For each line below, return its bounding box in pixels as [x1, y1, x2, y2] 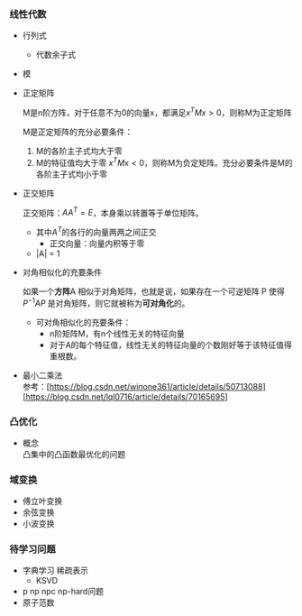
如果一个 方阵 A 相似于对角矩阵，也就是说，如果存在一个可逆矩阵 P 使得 [22, 286, 286, 297]
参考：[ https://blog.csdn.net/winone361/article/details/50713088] [22, 381, 266, 391]
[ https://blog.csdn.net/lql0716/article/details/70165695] [22, 391, 228, 402]
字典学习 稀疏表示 [22, 565, 88, 576]
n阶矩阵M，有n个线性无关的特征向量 [49, 327, 185, 339]
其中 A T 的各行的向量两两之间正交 [35, 225, 157, 237]
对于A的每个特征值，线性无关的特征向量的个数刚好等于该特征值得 [49, 339, 293, 350]
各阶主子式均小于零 [35, 169, 108, 179]
